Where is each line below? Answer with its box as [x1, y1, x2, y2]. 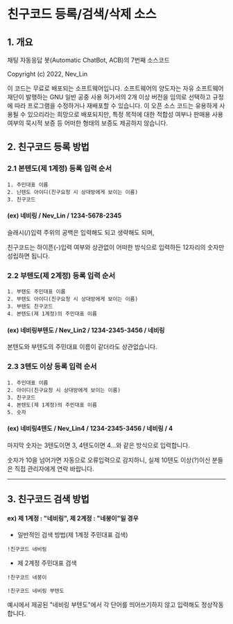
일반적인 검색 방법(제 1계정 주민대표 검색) [17, 531, 128, 539]
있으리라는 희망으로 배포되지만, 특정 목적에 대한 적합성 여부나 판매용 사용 [27, 110, 224, 118]
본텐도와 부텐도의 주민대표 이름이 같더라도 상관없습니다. [7, 343, 157, 351]
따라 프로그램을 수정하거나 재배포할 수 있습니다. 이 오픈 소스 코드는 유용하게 [14, 101, 218, 110]
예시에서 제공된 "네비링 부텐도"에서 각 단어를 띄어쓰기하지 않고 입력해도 [7, 600, 200, 609]
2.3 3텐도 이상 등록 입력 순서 [7, 362, 97, 372]
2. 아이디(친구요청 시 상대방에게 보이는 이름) [7, 386, 121, 393]
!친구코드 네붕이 [7, 574, 47, 581]
